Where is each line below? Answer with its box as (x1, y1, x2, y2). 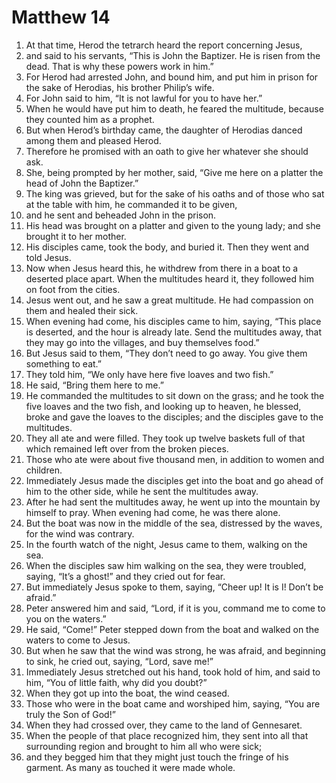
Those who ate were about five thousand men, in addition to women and (25, 453, 325, 465)
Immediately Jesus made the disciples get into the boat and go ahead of (25, 474, 324, 486)
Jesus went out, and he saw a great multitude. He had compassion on (25, 294, 314, 306)
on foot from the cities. (25, 283, 121, 295)
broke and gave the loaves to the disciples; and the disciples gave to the (25, 411, 324, 423)
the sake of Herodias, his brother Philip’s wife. (25, 81, 215, 93)
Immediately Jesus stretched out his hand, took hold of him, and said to (25, 666, 321, 678)
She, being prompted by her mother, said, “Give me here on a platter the (25, 166, 324, 178)
